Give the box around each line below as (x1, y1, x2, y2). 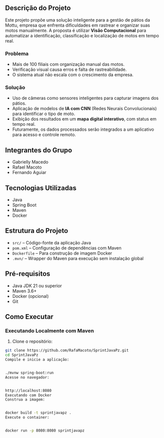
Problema (5, 50, 29, 57)
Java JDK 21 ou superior (12, 283, 63, 289)
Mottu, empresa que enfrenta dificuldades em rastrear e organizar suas (5, 22, 150, 28)
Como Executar (5, 313, 54, 321)
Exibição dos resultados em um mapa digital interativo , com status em (12, 116, 157, 122)
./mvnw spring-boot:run (5, 370, 54, 375)
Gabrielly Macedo (12, 159, 48, 165)
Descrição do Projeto (5, 4, 71, 12)
